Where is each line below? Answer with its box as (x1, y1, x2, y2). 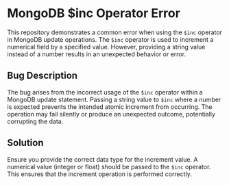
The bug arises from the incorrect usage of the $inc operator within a (7, 88, 204, 96)
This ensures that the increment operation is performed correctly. (7, 170, 192, 178)
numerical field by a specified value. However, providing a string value (7, 42, 206, 51)
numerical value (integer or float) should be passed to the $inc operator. (7, 162, 211, 171)
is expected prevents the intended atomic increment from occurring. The (7, 102, 213, 111)
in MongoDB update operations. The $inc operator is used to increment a (7, 35, 214, 43)
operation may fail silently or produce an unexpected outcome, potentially (7, 110, 216, 118)
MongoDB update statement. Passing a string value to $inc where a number (7, 95, 221, 103)
